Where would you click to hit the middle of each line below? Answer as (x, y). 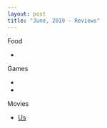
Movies (18, 103)
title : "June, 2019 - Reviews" (54, 21)
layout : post (27, 14)
